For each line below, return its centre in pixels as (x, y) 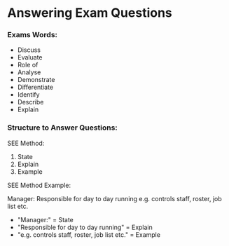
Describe (30, 102)
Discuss (29, 50)
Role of (28, 65)
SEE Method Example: (39, 185)
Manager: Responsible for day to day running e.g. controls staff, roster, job (114, 198)
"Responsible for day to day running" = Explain (85, 227)
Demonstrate (36, 80)
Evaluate (30, 57)
